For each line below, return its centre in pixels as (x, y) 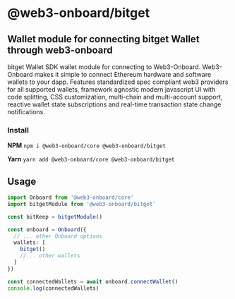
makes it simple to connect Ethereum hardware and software (123, 74)
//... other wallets (50, 256)
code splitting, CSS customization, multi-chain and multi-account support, (115, 97)
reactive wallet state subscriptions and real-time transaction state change (114, 104)
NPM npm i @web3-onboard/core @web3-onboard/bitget (86, 145)
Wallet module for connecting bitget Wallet (103, 39)
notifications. (26, 112)
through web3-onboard (60, 50)
